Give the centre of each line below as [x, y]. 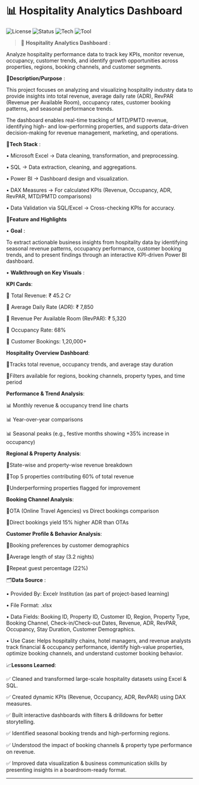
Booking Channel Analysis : [40, 499]
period [14, 382]
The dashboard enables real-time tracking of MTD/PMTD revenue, [87, 120]
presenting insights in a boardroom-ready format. [66, 770]
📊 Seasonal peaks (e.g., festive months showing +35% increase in [88, 433]
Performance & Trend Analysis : [45, 393]
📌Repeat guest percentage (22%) [47, 568]
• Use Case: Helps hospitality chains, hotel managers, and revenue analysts [99, 641]
